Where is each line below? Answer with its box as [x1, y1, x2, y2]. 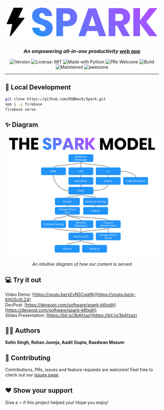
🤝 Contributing [5, 354, 51, 362]
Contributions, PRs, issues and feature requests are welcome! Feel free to [5, 367, 153, 373]
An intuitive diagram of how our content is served [32, 261, 132, 267]
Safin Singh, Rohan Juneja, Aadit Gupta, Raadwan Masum [5, 339, 124, 345]
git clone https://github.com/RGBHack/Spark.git [5, 97, 106, 102]
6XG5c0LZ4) [5, 297, 31, 302]
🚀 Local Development [5, 83, 71, 91]
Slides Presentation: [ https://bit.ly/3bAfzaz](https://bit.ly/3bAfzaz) [5, 312, 138, 318]
